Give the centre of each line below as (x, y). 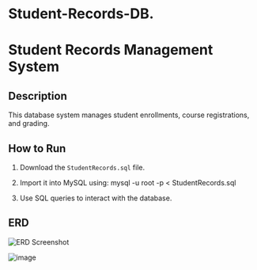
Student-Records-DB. (81, 14)
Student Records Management (111, 50)
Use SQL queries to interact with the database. (96, 198)
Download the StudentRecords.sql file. (82, 167)
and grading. (29, 124)
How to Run (37, 148)
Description (38, 96)
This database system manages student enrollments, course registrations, (129, 115)
